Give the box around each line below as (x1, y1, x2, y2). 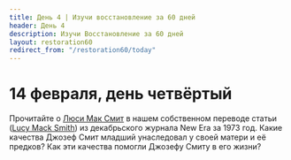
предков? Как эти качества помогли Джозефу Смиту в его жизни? (9, 141, 262, 152)
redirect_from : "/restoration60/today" (9, 46, 157, 55)
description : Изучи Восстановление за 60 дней (9, 29, 184, 38)
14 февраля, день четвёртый (9, 84, 233, 104)
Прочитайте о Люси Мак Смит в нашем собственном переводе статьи (9, 113, 277, 124)
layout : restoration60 (9, 37, 93, 47)
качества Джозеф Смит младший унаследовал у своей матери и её (9, 132, 267, 142)
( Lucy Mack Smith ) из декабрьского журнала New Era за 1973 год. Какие (9, 123, 283, 133)
